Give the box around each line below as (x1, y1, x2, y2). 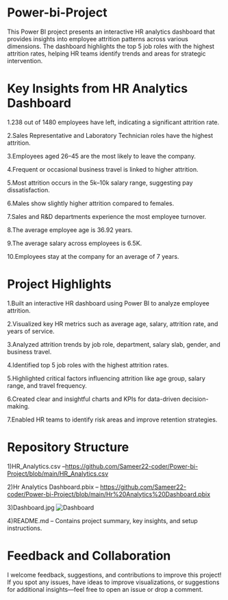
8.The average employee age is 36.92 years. (7, 225, 133, 234)
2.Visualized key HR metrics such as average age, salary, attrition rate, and (7, 319, 218, 327)
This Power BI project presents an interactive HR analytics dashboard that (7, 27, 216, 36)
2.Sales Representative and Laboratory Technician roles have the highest (7, 131, 214, 139)
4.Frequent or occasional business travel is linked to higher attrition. (7, 165, 199, 173)
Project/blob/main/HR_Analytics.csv (7, 469, 109, 478)
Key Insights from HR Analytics (7, 81, 188, 97)
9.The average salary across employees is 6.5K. (7, 239, 142, 247)
